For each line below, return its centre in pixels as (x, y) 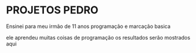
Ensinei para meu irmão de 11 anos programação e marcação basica (88, 26)
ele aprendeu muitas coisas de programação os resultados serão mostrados (98, 37)
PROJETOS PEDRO (52, 10)
